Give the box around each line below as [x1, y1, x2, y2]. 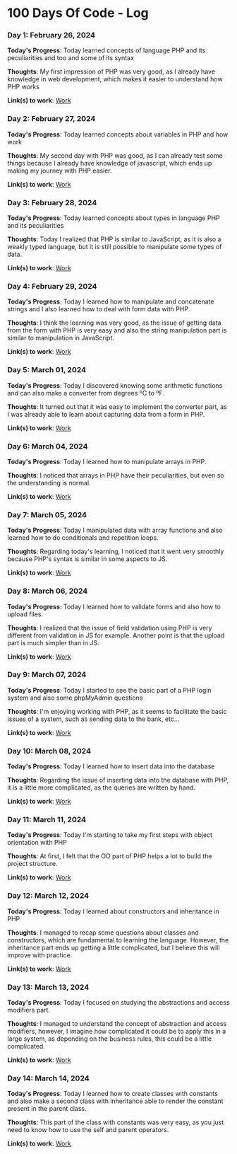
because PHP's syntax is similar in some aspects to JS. [7, 555, 168, 563]
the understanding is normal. [7, 478, 91, 487]
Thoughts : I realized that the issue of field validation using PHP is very [7, 623, 212, 632]
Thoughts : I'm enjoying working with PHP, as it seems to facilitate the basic [7, 707, 227, 715]
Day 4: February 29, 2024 [7, 282, 97, 291]
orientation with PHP [7, 838, 67, 847]
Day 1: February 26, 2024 [7, 30, 96, 40]
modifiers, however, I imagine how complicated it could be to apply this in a [7, 1027, 226, 1036]
